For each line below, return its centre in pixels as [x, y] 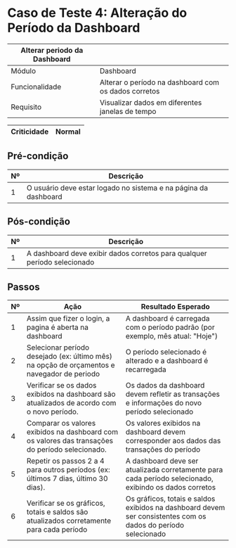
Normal [68, 132]
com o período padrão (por [170, 327]
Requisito [26, 107]
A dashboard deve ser [162, 461]
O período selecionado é [166, 352]
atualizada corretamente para [174, 470]
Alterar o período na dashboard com [159, 82]
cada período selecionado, [170, 478]
